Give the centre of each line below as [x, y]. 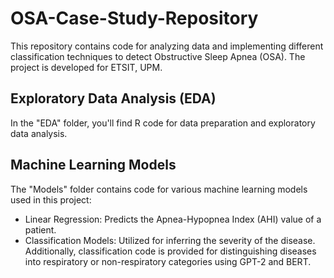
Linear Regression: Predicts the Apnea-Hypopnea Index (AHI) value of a [173, 219]
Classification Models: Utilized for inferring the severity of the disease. [170, 240]
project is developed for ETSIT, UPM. [86, 67]
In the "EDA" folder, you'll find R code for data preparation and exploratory [163, 123]
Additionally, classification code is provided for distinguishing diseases [170, 251]
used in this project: [51, 199]
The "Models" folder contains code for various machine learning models [159, 189]
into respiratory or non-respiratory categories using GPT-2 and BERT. [168, 261]
